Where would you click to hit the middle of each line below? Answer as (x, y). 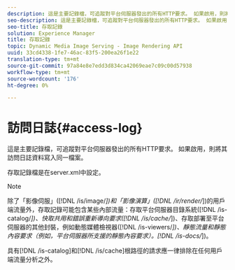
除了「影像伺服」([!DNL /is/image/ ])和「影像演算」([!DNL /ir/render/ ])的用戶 (116, 201)
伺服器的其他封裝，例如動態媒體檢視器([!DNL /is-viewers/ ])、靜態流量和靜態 (116, 227)
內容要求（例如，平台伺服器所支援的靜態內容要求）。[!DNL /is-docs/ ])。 (110, 236)
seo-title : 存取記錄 (35, 27)
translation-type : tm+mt (43, 59)
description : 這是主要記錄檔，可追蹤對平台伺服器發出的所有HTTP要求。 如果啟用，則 (116, 14)
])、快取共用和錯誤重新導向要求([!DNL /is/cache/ (101, 218)
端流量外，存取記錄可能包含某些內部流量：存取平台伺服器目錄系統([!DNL (112, 210)
